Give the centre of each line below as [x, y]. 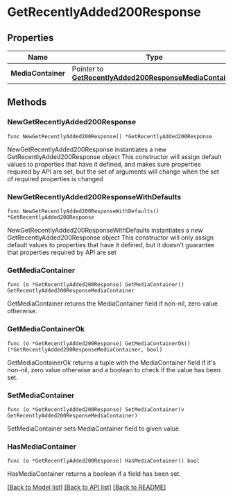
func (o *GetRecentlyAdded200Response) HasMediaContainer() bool [103, 461]
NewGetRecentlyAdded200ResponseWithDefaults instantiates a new [105, 230]
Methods [27, 102]
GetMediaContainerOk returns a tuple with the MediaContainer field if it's [112, 363]
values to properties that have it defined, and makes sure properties [104, 164]
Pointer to [88, 69]
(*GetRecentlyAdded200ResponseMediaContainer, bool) [85, 349]
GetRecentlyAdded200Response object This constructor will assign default [114, 156]
